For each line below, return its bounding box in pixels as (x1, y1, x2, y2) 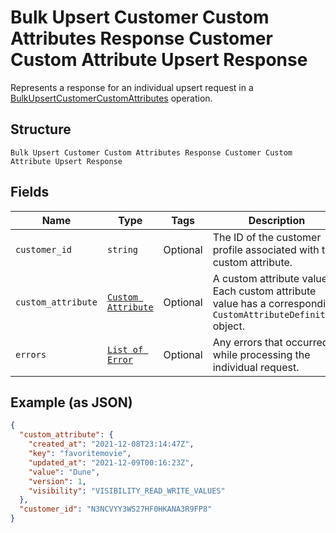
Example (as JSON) (10, 394, 133, 411)
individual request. (212, 360, 300, 374)
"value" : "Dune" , (28, 467, 101, 477)
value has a (212, 296, 267, 310)
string (106, 244, 139, 255)
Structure (10, 121, 72, 138)
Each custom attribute (212, 284, 317, 298)
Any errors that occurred (212, 335, 329, 349)
